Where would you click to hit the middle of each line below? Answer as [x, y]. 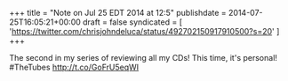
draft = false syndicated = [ [132, 22]
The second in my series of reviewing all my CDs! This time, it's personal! [144, 58]
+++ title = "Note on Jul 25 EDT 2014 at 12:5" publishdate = [118, 13]
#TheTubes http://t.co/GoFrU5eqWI [74, 67]
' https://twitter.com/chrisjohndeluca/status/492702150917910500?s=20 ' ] [144, 31]
